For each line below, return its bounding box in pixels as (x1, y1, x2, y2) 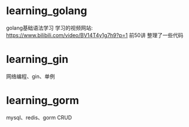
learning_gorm (6, 94, 79, 107)
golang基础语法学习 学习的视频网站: (6, 24, 93, 31)
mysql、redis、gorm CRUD (6, 113, 72, 121)
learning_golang (6, 4, 87, 18)
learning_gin (6, 53, 69, 66)
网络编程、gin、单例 (6, 72, 55, 80)
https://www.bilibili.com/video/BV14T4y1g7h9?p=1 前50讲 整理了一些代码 (6, 31, 184, 39)
